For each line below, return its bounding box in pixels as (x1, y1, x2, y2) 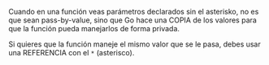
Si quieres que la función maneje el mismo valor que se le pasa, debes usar (8, 39, 262, 49)
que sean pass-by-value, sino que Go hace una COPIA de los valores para (8, 15, 258, 25)
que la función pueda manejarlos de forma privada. (8, 24, 180, 33)
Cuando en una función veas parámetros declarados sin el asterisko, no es (8, 7, 259, 16)
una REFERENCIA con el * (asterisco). (8, 48, 135, 57)
